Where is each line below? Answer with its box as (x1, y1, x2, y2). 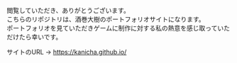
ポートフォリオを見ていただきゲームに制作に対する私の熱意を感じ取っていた (6, 24, 230, 32)
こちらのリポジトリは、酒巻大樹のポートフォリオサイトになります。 (6, 15, 205, 23)
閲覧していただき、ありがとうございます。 (6, 6, 131, 14)
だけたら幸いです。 (6, 33, 62, 41)
